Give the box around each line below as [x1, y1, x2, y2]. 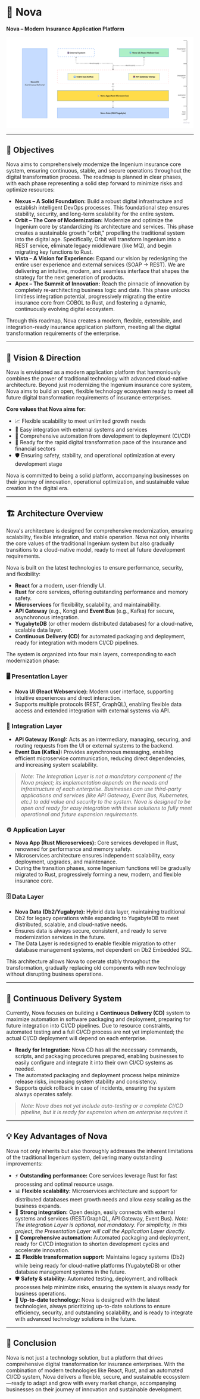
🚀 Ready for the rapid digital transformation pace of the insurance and [14, 439, 187, 446]
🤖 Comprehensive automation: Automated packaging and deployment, [14, 1234, 190, 1241]
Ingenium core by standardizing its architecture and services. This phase [14, 223, 193, 230]
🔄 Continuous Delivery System [6, 994, 122, 1004]
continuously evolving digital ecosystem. [14, 306, 115, 313]
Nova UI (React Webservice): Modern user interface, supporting [14, 688, 174, 695]
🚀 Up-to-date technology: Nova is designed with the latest [14, 1296, 160, 1303]
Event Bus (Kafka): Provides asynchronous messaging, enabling [14, 748, 174, 755]
